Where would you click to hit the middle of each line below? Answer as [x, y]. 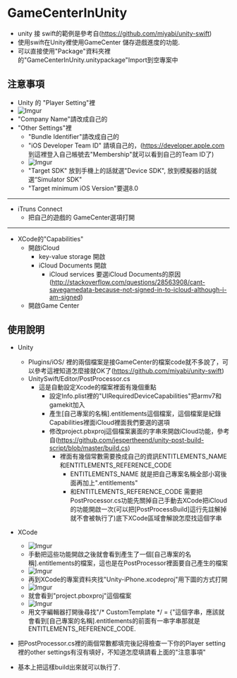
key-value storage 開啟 [72, 256]
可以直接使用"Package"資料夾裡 [64, 51]
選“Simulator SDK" [55, 179]
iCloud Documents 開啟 [73, 265]
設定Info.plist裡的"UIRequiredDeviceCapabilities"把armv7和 [135, 396]
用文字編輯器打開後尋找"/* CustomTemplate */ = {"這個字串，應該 [123, 612]
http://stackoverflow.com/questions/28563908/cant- [129, 282]
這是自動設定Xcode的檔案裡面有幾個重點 [97, 387]
